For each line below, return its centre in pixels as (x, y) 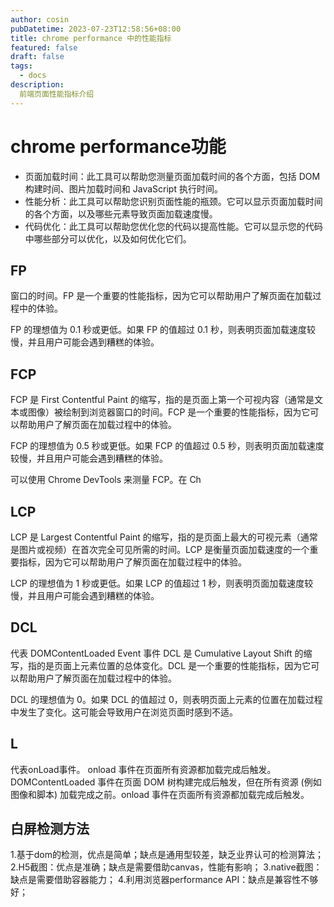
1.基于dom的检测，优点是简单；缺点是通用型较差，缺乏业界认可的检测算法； (167, 855)
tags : (21, 66)
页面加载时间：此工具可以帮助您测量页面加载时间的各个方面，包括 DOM (172, 176)
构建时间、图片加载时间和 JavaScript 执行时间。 (123, 188)
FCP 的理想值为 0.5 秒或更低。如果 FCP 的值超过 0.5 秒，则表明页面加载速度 (167, 446)
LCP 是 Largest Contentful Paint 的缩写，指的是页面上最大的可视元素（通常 (164, 537)
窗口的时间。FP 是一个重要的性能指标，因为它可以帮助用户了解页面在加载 (161, 296)
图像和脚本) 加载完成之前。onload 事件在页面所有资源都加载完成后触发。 (160, 794)
